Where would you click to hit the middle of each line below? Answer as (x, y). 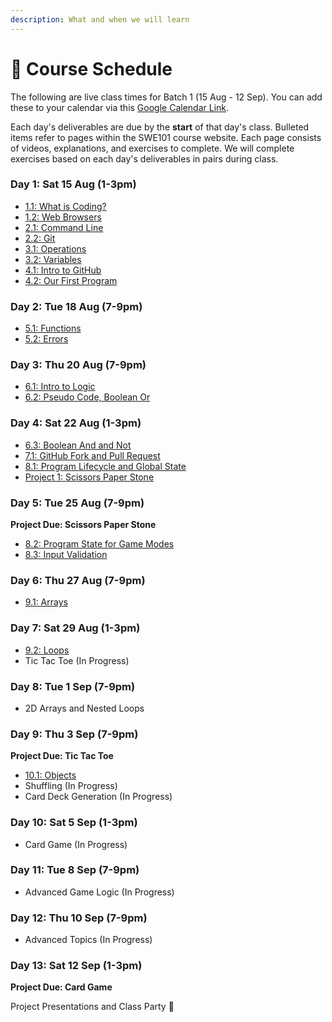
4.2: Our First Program (71, 280)
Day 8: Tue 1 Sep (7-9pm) (73, 686)
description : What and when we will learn (100, 19)
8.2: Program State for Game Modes (99, 544)
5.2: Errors (46, 339)
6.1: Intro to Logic (60, 387)
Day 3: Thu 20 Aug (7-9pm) (78, 365)
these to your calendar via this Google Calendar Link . (120, 107)
